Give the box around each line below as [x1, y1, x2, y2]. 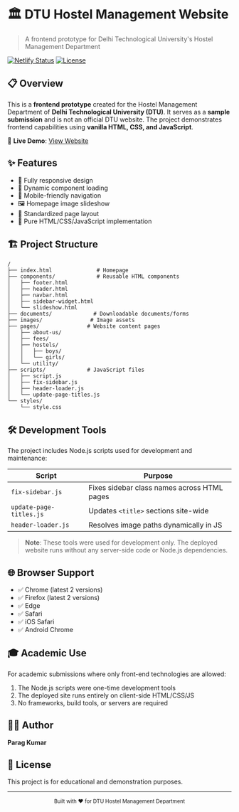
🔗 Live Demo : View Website [7, 137, 89, 145]
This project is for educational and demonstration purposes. [7, 777, 184, 786]
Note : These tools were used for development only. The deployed [24, 538, 218, 547]
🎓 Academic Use [7, 647, 87, 659]
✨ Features [7, 157, 58, 169]
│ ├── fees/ [7, 336, 50, 343]
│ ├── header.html [7, 286, 69, 293]
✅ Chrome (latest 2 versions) [17, 585, 103, 594]
